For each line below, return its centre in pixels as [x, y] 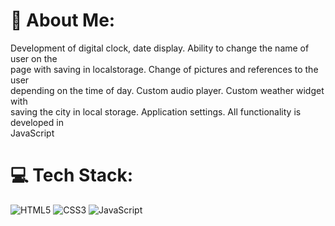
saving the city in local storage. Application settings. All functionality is [156, 111]
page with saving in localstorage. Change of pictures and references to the [164, 69]
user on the [34, 58]
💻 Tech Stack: [72, 175]
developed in [37, 122]
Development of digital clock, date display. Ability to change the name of [160, 48]
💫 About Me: [63, 20]
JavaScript [32, 133]
